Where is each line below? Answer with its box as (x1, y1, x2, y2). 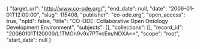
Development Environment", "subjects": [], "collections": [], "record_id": (6, 24, 184, 31)
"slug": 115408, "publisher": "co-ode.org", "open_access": (41, 11, 186, 18)
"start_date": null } (6, 37, 52, 43)
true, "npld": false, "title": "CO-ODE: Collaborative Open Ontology (6, 18, 168, 24)
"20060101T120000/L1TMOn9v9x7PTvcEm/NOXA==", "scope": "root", (6, 30, 180, 37)
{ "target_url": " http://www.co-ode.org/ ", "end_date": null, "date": (6, 5, 167, 12)
